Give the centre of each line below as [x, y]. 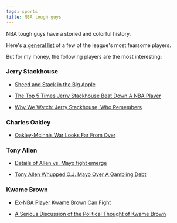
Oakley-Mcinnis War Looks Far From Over [65, 135]
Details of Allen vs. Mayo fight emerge [61, 163]
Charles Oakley [28, 122]
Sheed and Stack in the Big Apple [55, 84]
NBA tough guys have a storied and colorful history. [69, 33]
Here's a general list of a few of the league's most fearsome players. [88, 45]
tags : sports [22, 11]
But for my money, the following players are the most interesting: [84, 56]
